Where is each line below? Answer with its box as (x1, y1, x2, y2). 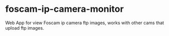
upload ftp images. (5, 25, 44, 31)
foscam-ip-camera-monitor (5, 3, 124, 15)
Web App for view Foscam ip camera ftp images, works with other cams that (5, 20, 164, 26)
